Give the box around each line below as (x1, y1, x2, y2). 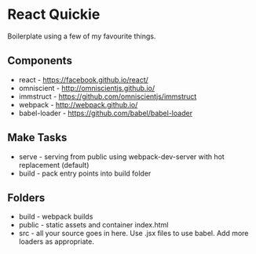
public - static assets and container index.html (18, 220, 169, 230)
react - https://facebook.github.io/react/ (18, 74, 148, 84)
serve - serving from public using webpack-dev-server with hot (18, 151, 225, 161)
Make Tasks (7, 131, 68, 144)
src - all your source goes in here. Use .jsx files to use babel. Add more (18, 229, 249, 238)
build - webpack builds (18, 212, 93, 221)
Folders (7, 190, 46, 205)
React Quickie (7, 5, 101, 24)
